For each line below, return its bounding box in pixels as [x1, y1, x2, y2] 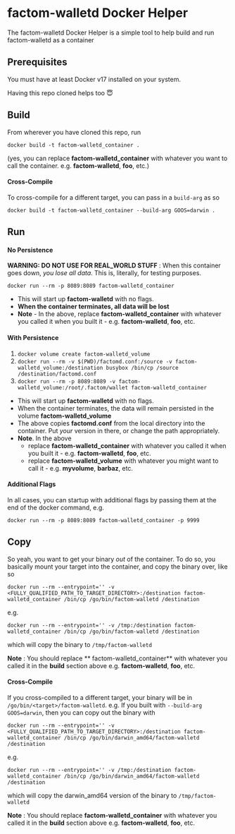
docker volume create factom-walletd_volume [17, 351, 151, 358]
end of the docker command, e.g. [7, 503, 104, 512]
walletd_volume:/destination [17, 364, 103, 371]
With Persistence [7, 333, 59, 342]
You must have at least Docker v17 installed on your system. [7, 75, 182, 83]
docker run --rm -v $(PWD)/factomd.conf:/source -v [17, 358, 172, 365]
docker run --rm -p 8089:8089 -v [17, 377, 116, 385]
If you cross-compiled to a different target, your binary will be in [7, 693, 193, 701]
